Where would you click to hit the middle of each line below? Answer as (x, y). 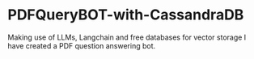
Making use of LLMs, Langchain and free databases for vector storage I (127, 37)
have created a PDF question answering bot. (82, 45)
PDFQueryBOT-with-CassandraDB (126, 15)
